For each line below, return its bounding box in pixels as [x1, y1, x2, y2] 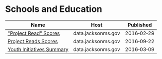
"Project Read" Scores [7, 30, 60, 37]
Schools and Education [5, 3, 102, 15]
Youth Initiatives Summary [7, 46, 69, 53]
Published [127, 21, 152, 28]
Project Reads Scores [7, 38, 58, 45]
